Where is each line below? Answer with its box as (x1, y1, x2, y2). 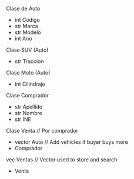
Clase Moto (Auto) (6, 69, 51, 76)
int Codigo (14, 16, 40, 23)
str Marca (14, 23, 38, 29)
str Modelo (14, 29, 41, 36)
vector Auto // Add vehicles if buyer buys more (14, 139, 128, 146)
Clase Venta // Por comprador (6, 127, 78, 134)
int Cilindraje (14, 80, 45, 87)
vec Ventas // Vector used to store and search (6, 156, 118, 163)
